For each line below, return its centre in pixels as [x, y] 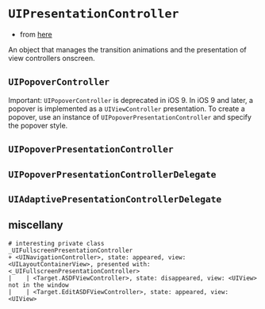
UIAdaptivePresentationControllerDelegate [115, 199]
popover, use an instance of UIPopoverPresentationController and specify [130, 116]
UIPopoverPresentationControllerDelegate [112, 174]
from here [36, 34]
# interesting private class [56, 243]
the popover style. [38, 125]
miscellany [36, 225]
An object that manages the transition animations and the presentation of [128, 49]
